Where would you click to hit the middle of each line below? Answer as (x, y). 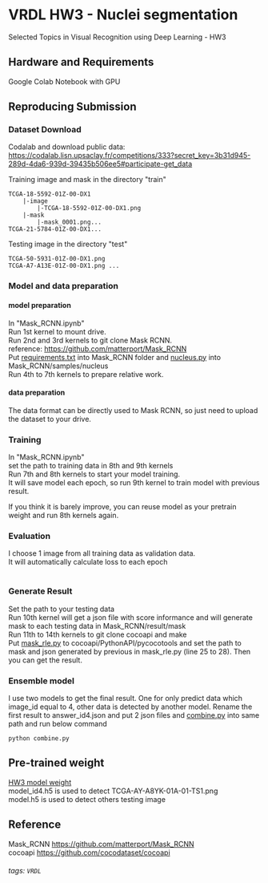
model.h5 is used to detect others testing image (87, 799)
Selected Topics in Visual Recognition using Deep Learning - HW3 (117, 37)
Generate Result (40, 591)
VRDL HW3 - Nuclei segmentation (123, 15)
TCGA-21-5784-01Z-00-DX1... (55, 229)
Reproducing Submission (72, 107)
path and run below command (58, 723)
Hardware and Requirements (81, 62)
